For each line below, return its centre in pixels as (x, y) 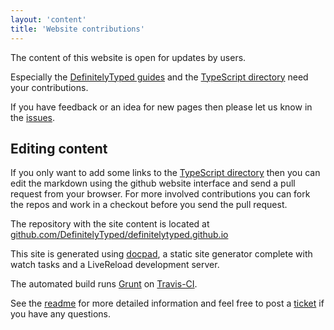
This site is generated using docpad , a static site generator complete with (161, 254)
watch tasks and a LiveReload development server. (115, 265)
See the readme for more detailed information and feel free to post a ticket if (167, 303)
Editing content (59, 148)
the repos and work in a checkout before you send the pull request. (149, 205)
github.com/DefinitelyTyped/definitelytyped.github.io (119, 235)
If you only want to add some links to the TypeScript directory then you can (165, 173)
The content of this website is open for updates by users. (128, 57)
